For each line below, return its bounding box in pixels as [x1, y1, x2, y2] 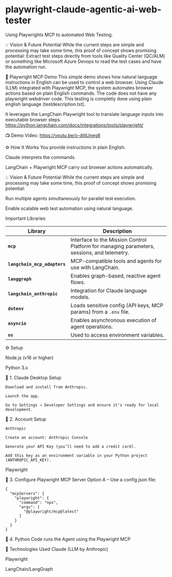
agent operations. [71, 323, 113, 330]
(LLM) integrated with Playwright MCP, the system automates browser [5, 84, 154, 91]
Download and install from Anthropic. [5, 384, 88, 390]
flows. [71, 278, 85, 286]
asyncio [8, 320, 27, 326]
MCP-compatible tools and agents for [71, 257, 162, 265]
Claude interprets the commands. [5, 154, 76, 160]
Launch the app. [5, 393, 40, 398]
